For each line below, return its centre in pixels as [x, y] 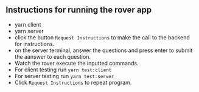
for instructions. [34, 44]
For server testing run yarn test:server [64, 76]
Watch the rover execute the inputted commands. [76, 63]
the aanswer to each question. [52, 56]
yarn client [28, 24]
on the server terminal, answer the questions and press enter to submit [103, 50]
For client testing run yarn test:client [63, 70]
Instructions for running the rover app [79, 10]
